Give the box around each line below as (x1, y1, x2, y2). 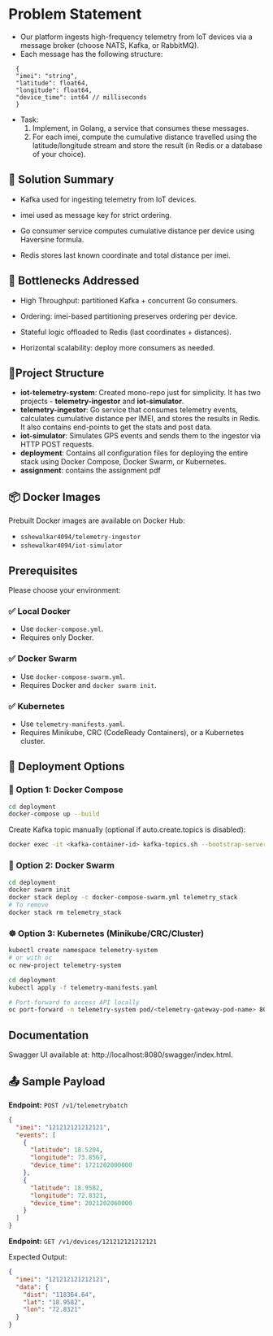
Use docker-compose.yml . (19, 624, 104, 634)
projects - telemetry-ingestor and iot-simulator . (19, 396, 184, 407)
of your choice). (32, 149, 86, 159)
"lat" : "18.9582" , (23, 1298, 85, 1306)
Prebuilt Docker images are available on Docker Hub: (8, 516, 185, 525)
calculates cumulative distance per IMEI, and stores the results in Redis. (19, 414, 261, 424)
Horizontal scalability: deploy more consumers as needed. (19, 342, 215, 352)
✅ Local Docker (8, 605, 71, 616)
